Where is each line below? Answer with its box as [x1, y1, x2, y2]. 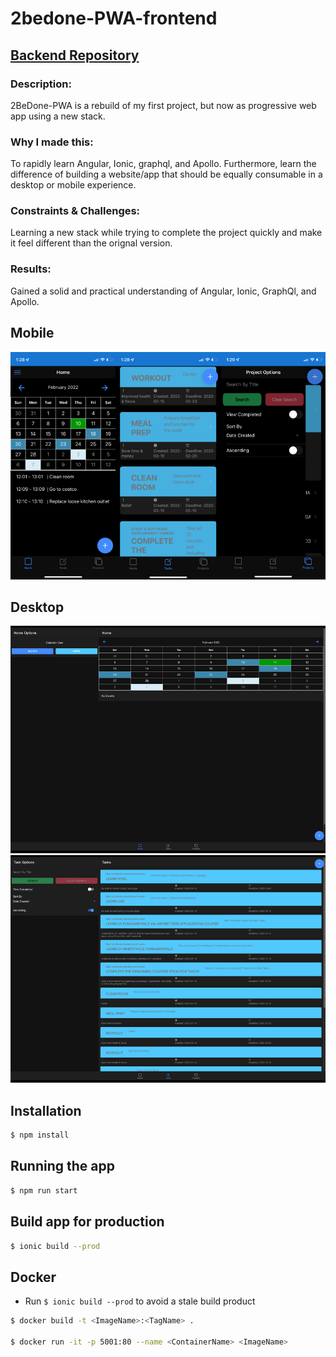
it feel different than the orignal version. [10, 237, 173, 249]
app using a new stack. [10, 110, 106, 122]
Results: [10, 262, 52, 276]
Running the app [10, 1158, 115, 1175]
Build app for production [10, 1213, 165, 1231]
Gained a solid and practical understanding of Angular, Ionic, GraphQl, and [10, 285, 317, 297]
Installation [10, 1102, 82, 1119]
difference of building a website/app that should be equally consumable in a [10, 168, 323, 181]
